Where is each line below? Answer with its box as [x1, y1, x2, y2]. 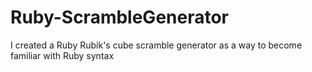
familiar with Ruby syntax [10, 49, 115, 61]
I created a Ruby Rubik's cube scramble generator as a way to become [10, 39, 303, 51]
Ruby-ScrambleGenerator [10, 6, 230, 29]
